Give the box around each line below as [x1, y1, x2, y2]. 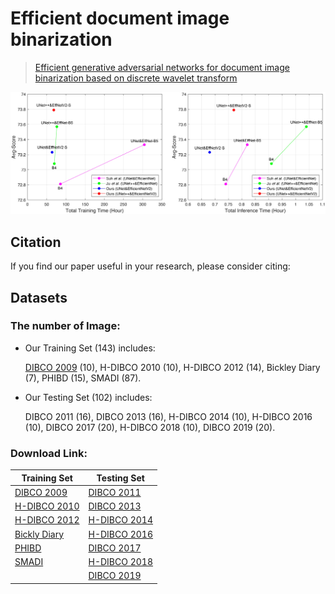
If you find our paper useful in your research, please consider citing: [10, 260, 291, 272]
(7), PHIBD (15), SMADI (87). [24, 372, 142, 384]
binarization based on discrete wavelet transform [34, 72, 238, 84]
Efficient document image [10, 7, 230, 30]
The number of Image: [10, 319, 121, 333]
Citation [10, 233, 62, 251]
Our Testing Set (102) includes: [24, 391, 153, 403]
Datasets [10, 289, 68, 306]
